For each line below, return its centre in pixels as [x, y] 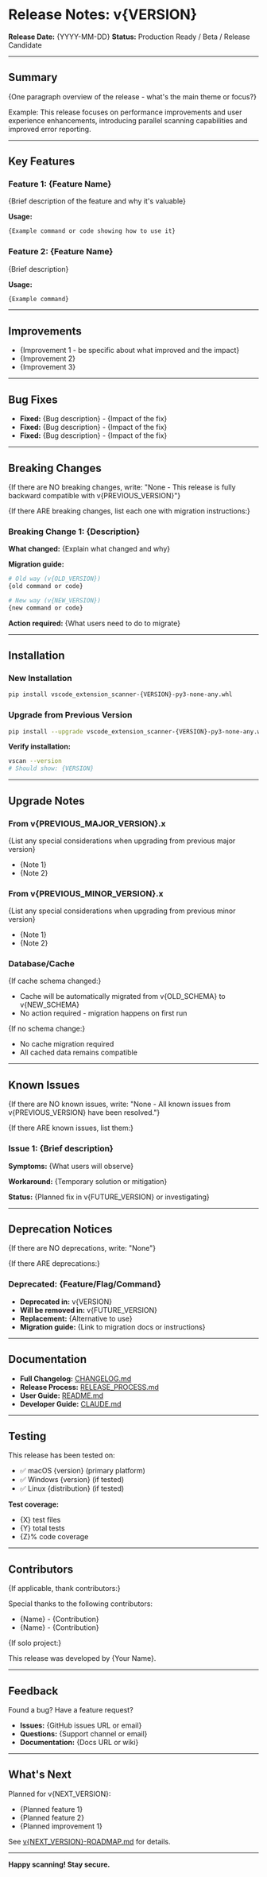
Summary [33, 77]
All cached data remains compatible [78, 1053]
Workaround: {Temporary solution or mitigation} [88, 1181]
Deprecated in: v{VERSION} [66, 1302]
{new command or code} [46, 608]
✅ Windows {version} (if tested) [72, 1480]
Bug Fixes [33, 399]
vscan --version [35, 761]
